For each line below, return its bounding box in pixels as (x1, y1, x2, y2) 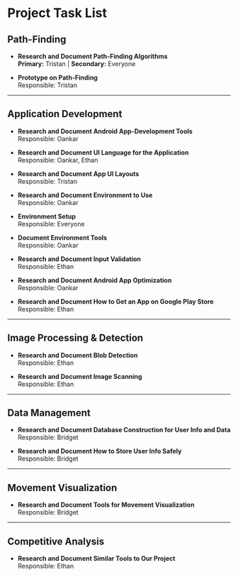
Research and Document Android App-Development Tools (17, 126, 193, 136)
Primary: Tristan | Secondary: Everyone (17, 60, 136, 68)
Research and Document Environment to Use (17, 190, 153, 199)
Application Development (7, 108, 123, 120)
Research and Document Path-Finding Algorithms (17, 52, 168, 60)
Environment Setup (17, 211, 76, 221)
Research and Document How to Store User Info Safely (17, 447, 182, 456)
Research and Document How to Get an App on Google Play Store (17, 297, 214, 306)
